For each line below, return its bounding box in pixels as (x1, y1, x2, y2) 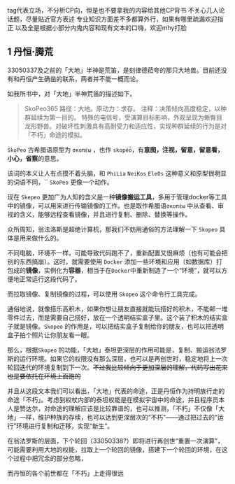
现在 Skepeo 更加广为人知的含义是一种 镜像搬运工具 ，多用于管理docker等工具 (7, 192, 227, 201)
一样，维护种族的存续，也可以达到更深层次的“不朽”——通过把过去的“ (19, 413, 218, 421)
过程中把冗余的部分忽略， (13, 454, 87, 462)
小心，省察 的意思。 (7, 154, 63, 162)
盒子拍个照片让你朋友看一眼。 (7, 331, 93, 339)
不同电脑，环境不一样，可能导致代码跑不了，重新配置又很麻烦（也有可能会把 (7, 248, 228, 257)
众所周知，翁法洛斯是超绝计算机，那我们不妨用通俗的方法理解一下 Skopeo (7, 225, 218, 233)
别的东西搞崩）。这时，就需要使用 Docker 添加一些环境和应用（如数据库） (7, 257, 217, 266)
